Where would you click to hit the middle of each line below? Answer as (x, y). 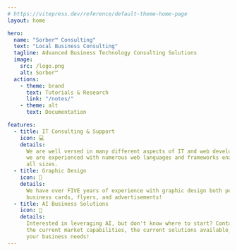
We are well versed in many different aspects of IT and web (118, 151)
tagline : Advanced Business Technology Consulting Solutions (105, 53)
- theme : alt (39, 106)
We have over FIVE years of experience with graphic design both (124, 191)
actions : (26, 79)
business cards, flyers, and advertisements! (94, 197)
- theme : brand (42, 86)
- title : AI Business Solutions (61, 204)
